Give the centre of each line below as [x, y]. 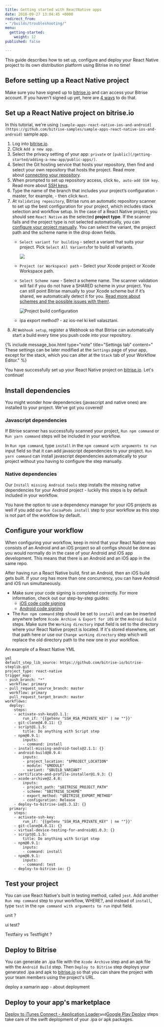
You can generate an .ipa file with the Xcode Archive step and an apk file [78, 962]
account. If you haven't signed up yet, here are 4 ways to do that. [71, 97]
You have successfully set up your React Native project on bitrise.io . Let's [79, 370]
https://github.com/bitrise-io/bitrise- [101, 662]
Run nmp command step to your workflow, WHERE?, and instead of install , [79, 901]
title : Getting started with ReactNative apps [53, 10]
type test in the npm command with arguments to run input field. [69, 906]
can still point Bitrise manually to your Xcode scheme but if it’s [82, 291]
